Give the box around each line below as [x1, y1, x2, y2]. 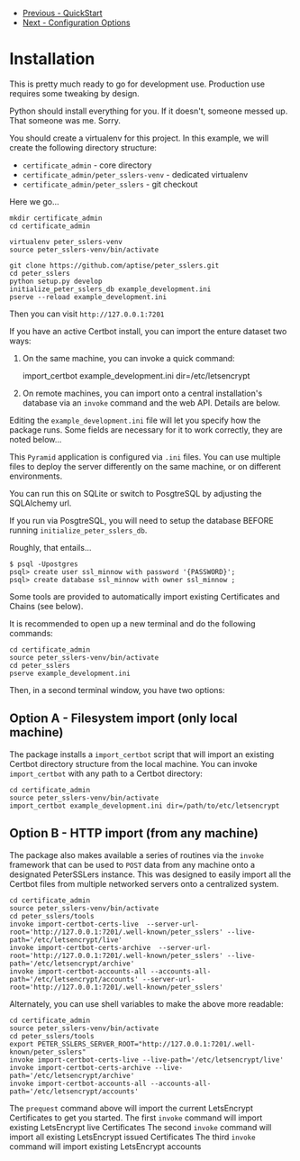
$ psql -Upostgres [9, 559, 78, 569]
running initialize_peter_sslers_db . [9, 525, 148, 535]
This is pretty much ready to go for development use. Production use [9, 78, 266, 89]
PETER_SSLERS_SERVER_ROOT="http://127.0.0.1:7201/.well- [37, 1039, 256, 1048]
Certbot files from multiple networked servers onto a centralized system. [9, 878, 279, 889]
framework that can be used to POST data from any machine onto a [9, 859, 255, 870]
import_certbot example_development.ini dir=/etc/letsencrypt [22, 370, 250, 381]
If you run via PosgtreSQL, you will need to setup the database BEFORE [9, 515, 274, 526]
